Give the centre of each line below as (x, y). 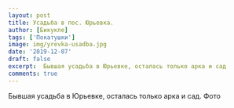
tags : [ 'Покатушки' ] (42, 37)
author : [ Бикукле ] (38, 30)
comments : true (33, 74)
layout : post (29, 15)
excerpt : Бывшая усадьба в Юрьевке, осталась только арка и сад (117, 67)
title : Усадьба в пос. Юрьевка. (61, 23)
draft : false (29, 59)
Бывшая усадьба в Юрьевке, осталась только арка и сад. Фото (115, 95)
